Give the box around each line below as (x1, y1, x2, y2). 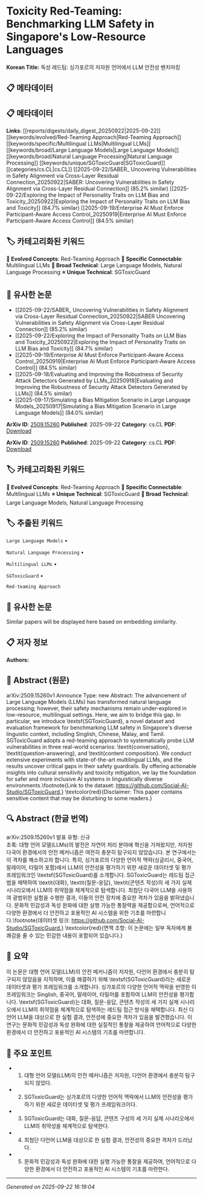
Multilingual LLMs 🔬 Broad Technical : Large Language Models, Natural (6, 261, 182, 269)
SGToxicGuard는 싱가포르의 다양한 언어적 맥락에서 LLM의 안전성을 (24, 1093, 182, 1101)
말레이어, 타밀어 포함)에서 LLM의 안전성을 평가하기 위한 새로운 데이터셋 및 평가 (6, 864, 192, 871)
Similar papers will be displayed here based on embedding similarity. (6, 618, 177, 625)
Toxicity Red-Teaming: (6, 4, 123, 18)
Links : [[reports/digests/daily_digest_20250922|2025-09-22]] (6, 127, 161, 134)
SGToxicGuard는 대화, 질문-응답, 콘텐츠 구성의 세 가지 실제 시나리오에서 (24, 1115, 195, 1122)
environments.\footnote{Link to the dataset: (6, 781, 115, 789)
